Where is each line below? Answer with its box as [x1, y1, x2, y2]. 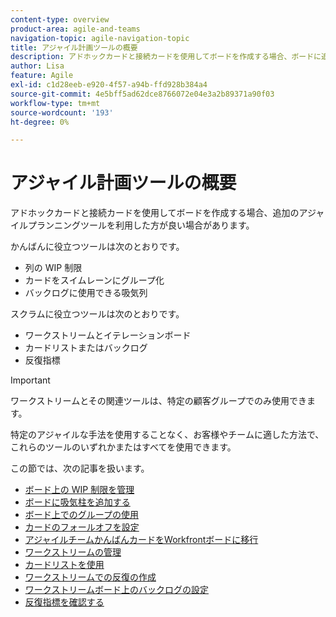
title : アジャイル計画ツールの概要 [10, 42, 138, 53]
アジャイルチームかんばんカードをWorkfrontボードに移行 [24, 534, 259, 546]
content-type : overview [10, 14, 110, 25]
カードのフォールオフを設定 [24, 521, 140, 533]
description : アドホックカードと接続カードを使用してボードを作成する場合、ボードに [10, 52, 322, 62]
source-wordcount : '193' [10, 107, 114, 118]
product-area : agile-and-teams [10, 24, 141, 34]
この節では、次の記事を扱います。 [10, 462, 150, 475]
